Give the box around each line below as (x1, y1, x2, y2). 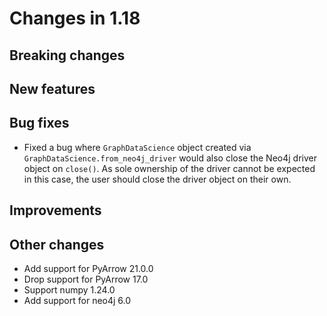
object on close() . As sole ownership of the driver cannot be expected (23, 162, 316, 174)
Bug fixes (9, 115, 70, 132)
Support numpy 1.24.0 (23, 283, 116, 296)
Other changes (9, 236, 105, 253)
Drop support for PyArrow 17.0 (23, 273, 149, 285)
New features (9, 80, 96, 97)
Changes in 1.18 (9, 7, 141, 30)
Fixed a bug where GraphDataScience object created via (23, 141, 252, 153)
